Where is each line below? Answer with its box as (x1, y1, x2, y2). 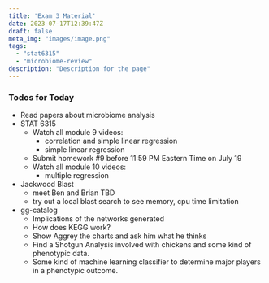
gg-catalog (20, 205, 59, 216)
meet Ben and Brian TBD (32, 188, 115, 198)
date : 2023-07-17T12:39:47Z (8, 20, 104, 28)
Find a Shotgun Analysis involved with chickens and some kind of (32, 240, 252, 250)
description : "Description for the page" (8, 65, 151, 73)
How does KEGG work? (32, 223, 111, 233)
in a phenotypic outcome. (32, 266, 119, 276)
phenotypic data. (32, 249, 89, 259)
